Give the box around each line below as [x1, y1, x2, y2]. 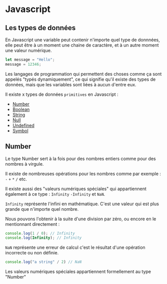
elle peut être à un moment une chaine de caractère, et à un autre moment [5, 42, 159, 48]
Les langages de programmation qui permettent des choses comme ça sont [5, 71, 162, 77]
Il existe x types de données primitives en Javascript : [5, 91, 119, 97]
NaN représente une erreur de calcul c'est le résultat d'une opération [5, 244, 145, 250]
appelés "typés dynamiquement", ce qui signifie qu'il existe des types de [5, 76, 156, 82]
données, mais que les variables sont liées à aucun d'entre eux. [5, 81, 136, 87]
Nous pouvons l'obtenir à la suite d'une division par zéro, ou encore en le [5, 216, 156, 222]
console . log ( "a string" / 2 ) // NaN [5, 259, 82, 264]
